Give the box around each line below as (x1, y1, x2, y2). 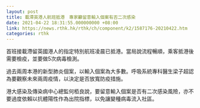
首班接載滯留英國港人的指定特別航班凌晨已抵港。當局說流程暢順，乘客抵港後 (6, 48, 194, 55)
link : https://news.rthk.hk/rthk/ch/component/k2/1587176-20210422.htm (6, 25, 187, 31)
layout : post (6, 8, 39, 15)
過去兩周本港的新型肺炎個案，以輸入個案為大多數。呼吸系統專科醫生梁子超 (6, 68, 189, 75)
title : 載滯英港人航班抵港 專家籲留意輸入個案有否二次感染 (6, 14, 136, 20)
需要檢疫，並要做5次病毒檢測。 (6, 55, 83, 62)
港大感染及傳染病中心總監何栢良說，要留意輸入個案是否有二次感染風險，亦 (6, 88, 189, 95)
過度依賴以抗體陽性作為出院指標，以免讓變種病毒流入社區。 (11, 96, 158, 103)
